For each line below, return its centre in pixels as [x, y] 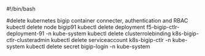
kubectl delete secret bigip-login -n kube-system [88, 46]
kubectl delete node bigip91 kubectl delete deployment [76, 27]
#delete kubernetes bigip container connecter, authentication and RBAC [97, 20]
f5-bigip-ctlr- [163, 27]
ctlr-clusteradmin [28, 40]
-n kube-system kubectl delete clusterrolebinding [108, 33]
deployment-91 [25, 33]
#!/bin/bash [21, 9]
